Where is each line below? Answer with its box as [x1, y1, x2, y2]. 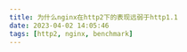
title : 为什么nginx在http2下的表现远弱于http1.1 [9, 12, 178, 22]
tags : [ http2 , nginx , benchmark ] [9, 29, 134, 38]
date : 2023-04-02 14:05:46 [9, 21, 110, 30]
